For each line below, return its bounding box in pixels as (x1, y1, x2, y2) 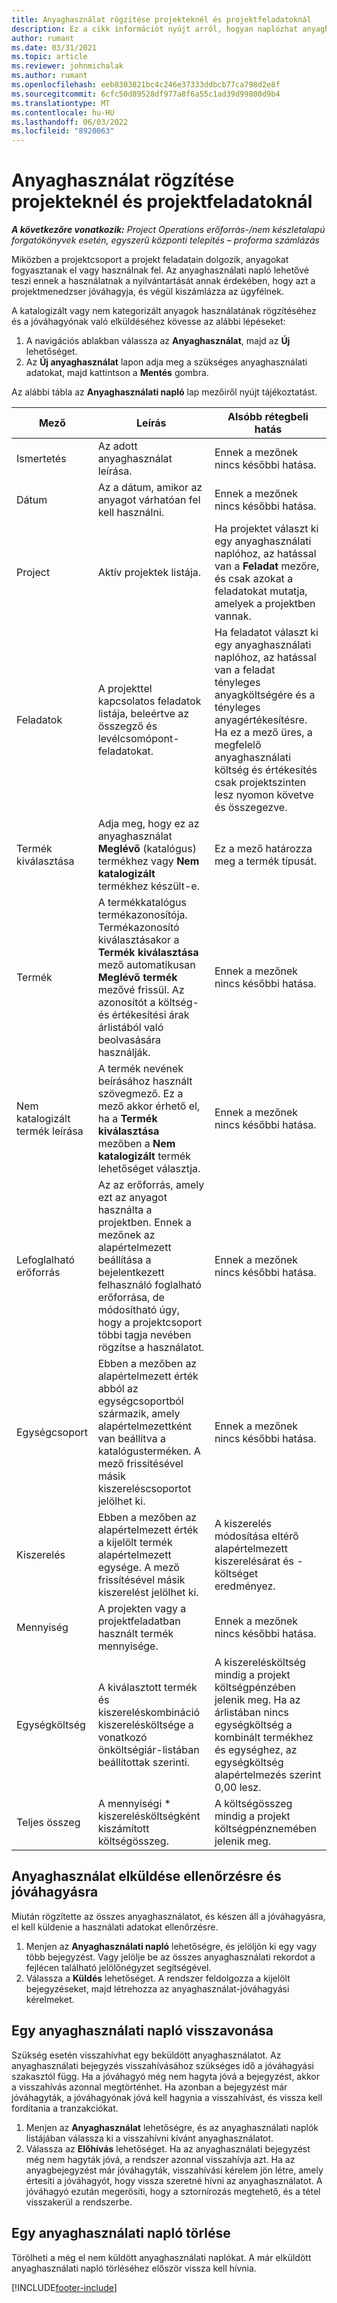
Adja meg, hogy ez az (97, 817, 200, 831)
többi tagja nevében (97, 1328, 192, 1342)
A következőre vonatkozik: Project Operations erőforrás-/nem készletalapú (11, 224, 326, 236)
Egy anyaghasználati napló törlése (11, 2225, 231, 2242)
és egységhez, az (214, 1743, 298, 1757)
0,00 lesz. (214, 1781, 262, 1795)
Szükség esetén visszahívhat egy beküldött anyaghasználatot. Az (11, 2049, 282, 2061)
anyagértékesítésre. (214, 713, 308, 727)
